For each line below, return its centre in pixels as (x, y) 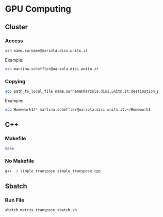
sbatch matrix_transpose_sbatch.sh (41, 210)
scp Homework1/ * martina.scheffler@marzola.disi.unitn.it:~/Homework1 (78, 109)
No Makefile (20, 161)
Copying (15, 81)
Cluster (16, 27)
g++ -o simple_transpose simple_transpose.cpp (53, 171)
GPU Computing (38, 9)
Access (14, 41)
